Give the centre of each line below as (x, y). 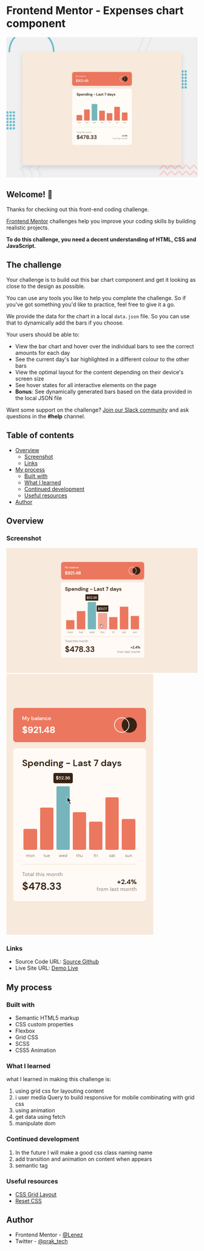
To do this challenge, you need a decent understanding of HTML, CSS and (101, 239)
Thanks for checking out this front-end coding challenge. (78, 209)
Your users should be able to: (43, 334)
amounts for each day (42, 352)
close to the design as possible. (46, 286)
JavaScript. (21, 246)
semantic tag (31, 1165)
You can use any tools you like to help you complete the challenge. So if (96, 298)
